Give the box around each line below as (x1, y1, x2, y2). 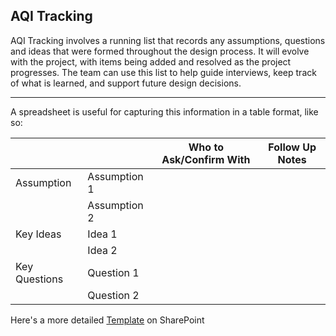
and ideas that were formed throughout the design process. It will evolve (10, 45, 310, 57)
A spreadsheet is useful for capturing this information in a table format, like (10, 105, 319, 118)
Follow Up (268, 140, 317, 154)
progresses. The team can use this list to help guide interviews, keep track (10, 66, 317, 78)
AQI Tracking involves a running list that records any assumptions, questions (10, 34, 326, 46)
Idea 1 (87, 227, 118, 241)
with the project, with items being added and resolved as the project (10, 55, 292, 68)
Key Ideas (15, 227, 62, 241)
